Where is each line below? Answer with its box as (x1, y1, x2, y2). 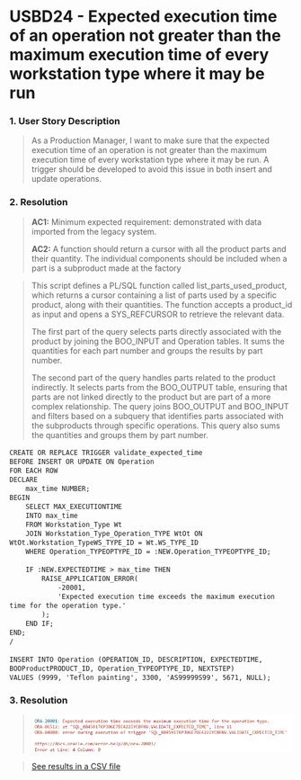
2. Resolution (9, 196, 68, 209)
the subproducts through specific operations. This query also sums (31, 420, 280, 431)
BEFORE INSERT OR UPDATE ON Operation (9, 457, 155, 466)
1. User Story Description (9, 115, 120, 128)
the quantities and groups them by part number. (31, 429, 208, 440)
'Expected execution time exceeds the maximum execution (57, 592, 276, 601)
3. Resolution (9, 694, 68, 706)
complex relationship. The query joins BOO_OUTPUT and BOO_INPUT (31, 400, 289, 411)
